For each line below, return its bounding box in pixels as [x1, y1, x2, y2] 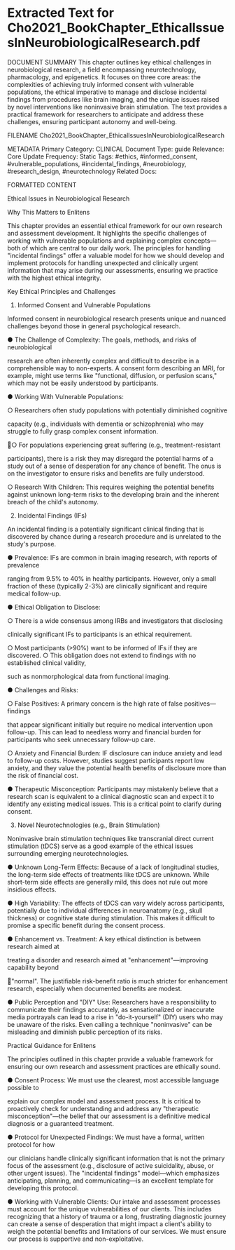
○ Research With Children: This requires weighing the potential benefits [7, 483, 215, 491]
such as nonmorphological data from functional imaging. [7, 672, 171, 680]
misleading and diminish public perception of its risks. [7, 1028, 163, 1036]
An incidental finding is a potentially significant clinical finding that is [7, 525, 204, 533]
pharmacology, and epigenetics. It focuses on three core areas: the [7, 72, 201, 81]
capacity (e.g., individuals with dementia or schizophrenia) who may [7, 419, 204, 428]
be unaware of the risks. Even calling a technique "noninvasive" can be [7, 1020, 213, 1028]
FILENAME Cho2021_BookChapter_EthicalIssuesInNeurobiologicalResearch [7, 131, 225, 140]
